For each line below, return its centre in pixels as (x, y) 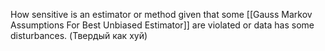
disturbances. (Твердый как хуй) (79, 35)
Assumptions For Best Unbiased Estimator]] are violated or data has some (162, 25)
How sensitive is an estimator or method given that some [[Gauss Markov (161, 14)
